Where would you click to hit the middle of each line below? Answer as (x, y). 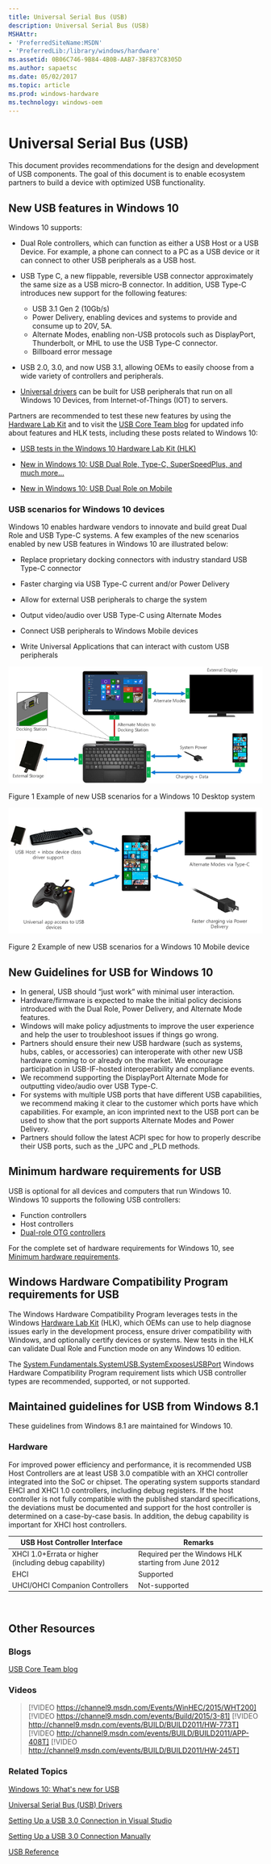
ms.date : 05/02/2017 (43, 77)
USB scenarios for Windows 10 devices (87, 510)
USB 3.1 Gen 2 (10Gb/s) (71, 309)
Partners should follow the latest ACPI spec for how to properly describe (140, 1137)
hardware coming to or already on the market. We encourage (121, 1060)
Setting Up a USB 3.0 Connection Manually (80, 1836)
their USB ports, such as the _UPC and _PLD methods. (110, 1146)
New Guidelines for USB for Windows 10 (111, 972)
